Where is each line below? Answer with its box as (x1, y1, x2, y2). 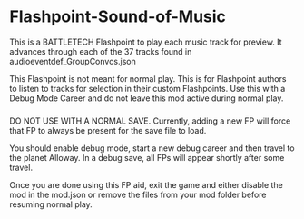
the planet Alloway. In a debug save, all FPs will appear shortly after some (9, 152, 285, 163)
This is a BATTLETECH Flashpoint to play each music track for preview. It (9, 36, 283, 47)
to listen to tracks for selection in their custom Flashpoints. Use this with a (9, 83, 286, 94)
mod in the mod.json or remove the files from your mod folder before (9, 189, 267, 200)
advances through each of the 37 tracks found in (9, 45, 192, 56)
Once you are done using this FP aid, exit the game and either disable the (9, 179, 283, 190)
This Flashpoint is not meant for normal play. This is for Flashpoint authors (9, 73, 287, 84)
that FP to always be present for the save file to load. (9, 124, 207, 135)
